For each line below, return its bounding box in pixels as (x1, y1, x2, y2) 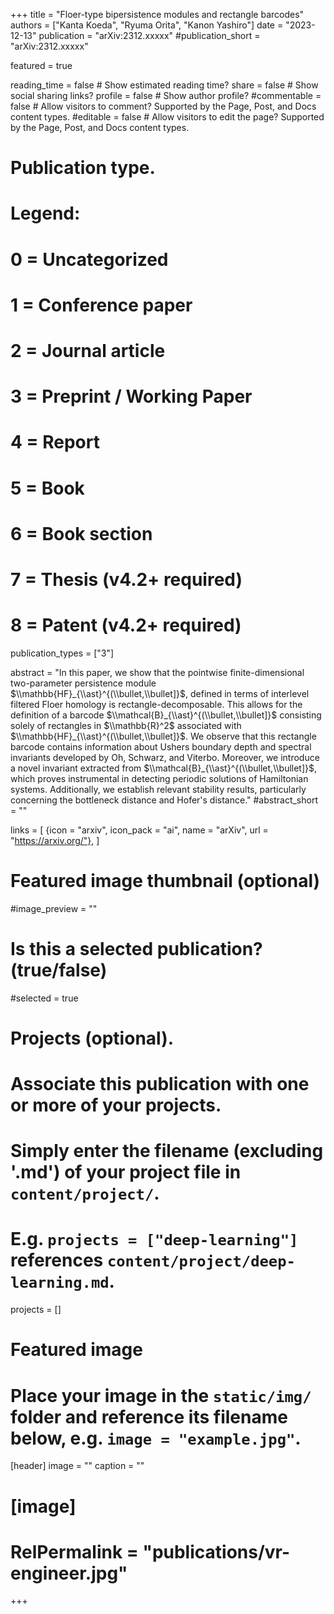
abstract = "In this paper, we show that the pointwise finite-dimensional (10, 666, 305, 678)
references (10, 1249, 104, 1272)
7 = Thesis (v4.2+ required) (10, 568, 243, 591)
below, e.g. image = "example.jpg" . (10, 1427, 302, 1449)
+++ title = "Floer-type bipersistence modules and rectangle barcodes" (10, 9, 305, 20)
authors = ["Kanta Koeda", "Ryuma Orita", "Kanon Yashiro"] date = (10, 19, 284, 31)
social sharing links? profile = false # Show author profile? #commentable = (10, 90, 322, 101)
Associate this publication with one (10, 1073, 310, 1096)
